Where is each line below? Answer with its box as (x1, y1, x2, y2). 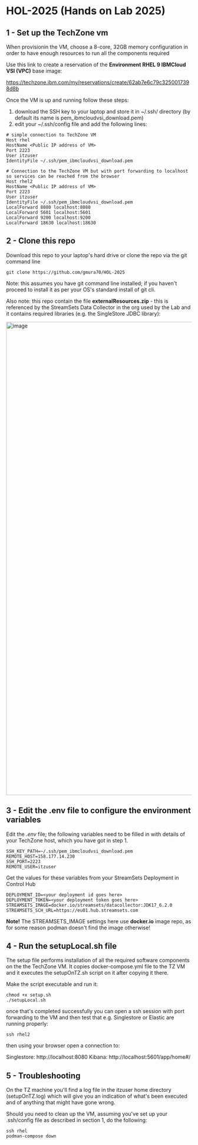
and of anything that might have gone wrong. (6, 1099, 116, 1106)
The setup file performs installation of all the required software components (6, 956, 190, 964)
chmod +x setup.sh (6, 992, 51, 998)
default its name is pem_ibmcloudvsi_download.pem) (14, 114, 144, 121)
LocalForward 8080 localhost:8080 (6, 205, 91, 210)
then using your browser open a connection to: (6, 1042, 120, 1049)
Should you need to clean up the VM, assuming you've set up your (6, 1110, 168, 1118)
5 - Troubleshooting (6, 1071, 81, 1081)
